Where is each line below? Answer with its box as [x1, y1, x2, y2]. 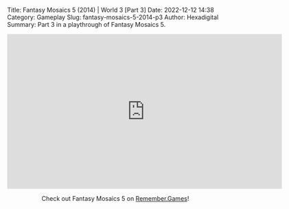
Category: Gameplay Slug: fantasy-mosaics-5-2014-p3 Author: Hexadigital [7, 13, 219, 21]
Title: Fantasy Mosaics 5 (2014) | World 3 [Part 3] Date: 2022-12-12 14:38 [7, 6, 214, 14]
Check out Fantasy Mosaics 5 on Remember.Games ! [41, 195, 189, 202]
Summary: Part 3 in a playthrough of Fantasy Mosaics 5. [7, 21, 166, 28]
